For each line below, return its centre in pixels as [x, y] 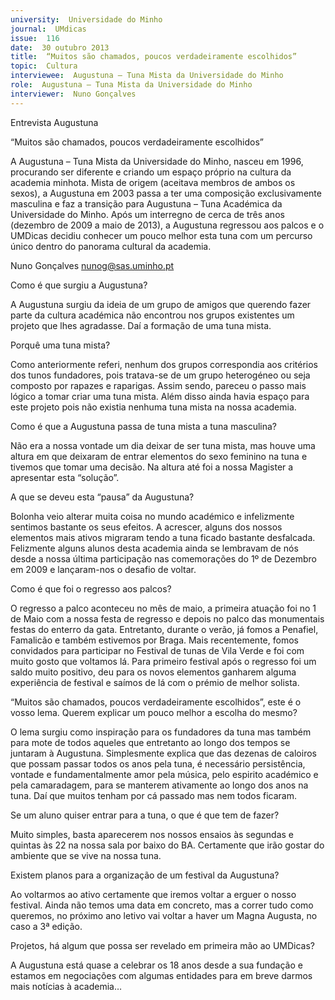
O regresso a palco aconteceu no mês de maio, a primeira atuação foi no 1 [163, 608]
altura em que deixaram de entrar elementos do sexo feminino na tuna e [159, 456]
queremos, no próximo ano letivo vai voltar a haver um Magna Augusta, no [164, 915]
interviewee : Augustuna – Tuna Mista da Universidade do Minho [147, 76]
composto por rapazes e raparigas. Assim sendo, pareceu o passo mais [158, 385]
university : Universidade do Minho [86, 19]
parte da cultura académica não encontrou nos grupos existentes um [152, 315]
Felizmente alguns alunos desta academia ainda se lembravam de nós [154, 548]
